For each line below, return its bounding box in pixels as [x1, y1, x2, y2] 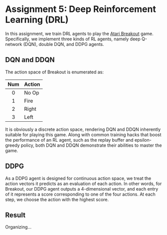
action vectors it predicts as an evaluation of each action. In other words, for [5, 181, 162, 187]
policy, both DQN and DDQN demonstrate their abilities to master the [20, 142, 162, 148]
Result [5, 211, 26, 219]
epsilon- [134, 137, 152, 143]
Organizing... [5, 224, 31, 230]
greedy [5, 142, 20, 148]
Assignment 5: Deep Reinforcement [5, 3, 156, 15]
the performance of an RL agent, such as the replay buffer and [5, 137, 134, 143]
